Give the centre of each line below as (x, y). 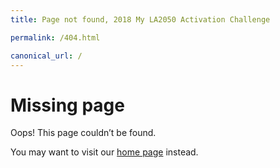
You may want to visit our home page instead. (104, 152)
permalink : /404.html (55, 37)
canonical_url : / (46, 56)
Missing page (67, 105)
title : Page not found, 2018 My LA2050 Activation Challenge (140, 19)
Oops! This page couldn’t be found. (83, 133)
